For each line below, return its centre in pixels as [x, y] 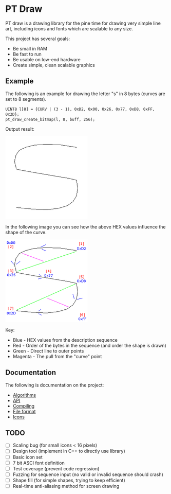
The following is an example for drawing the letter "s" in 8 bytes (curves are [85, 94]
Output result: [20, 129]
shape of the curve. [26, 232]
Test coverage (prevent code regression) [56, 468]
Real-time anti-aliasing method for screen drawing [66, 486]
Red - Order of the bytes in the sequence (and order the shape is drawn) [90, 345]
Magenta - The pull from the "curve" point [57, 356]
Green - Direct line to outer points [48, 351]
